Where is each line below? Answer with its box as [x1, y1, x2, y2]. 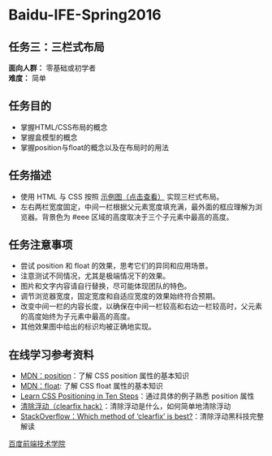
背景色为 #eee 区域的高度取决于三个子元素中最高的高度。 [41, 212, 234, 222]
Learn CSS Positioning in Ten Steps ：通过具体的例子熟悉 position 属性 [19, 391, 255, 401]
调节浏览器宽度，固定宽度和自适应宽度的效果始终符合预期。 [19, 291, 220, 301]
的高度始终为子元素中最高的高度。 [19, 312, 135, 321]
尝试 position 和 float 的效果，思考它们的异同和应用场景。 [19, 261, 213, 271]
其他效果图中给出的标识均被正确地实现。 [19, 322, 156, 332]
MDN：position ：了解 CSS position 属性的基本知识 [19, 371, 189, 381]
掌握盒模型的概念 [19, 132, 78, 142]
